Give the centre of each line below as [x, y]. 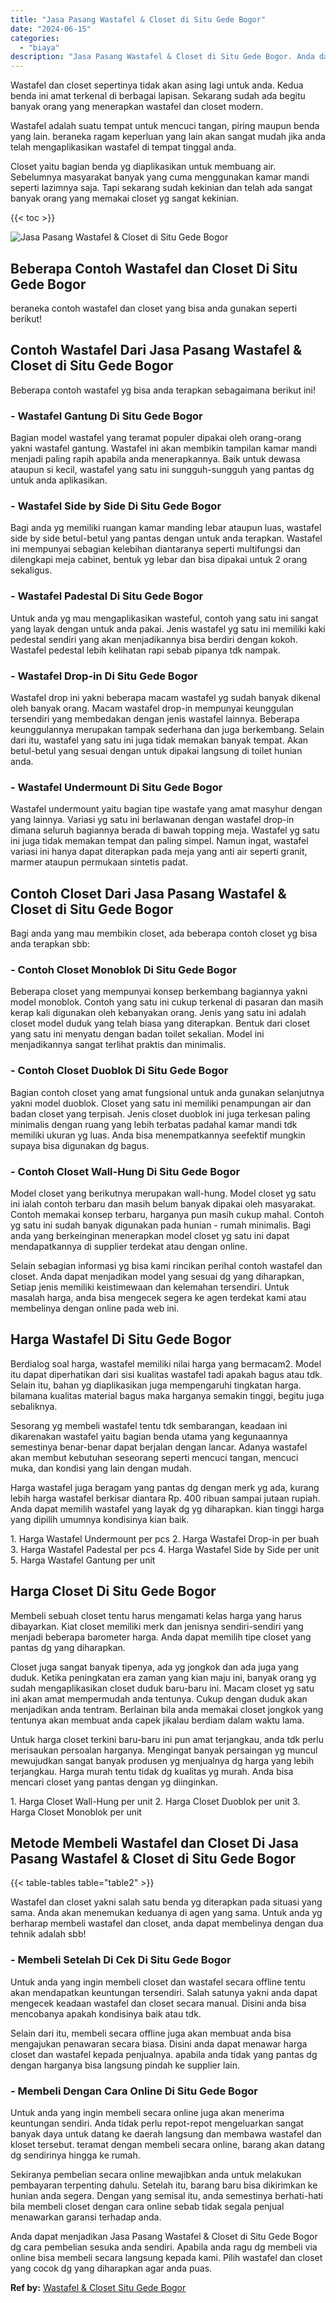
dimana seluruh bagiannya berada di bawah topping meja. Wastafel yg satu [165, 830]
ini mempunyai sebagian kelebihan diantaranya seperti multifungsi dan [156, 549]
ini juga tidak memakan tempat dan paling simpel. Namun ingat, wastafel [159, 841]
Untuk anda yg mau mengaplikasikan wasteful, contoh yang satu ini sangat [164, 618]
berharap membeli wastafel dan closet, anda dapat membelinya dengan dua [167, 1923]
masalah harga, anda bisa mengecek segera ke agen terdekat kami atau [158, 1297]
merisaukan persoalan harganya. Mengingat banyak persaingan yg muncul [164, 1750]
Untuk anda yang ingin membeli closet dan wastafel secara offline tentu [158, 1982]
